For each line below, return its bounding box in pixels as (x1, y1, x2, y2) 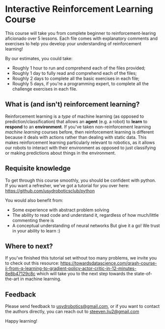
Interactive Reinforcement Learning (5, 3, 153, 15)
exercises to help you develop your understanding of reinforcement (5, 40, 141, 46)
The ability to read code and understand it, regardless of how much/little (12, 212, 159, 218)
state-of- (134, 271, 152, 277)
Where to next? (5, 242, 53, 250)
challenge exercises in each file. (12, 86, 78, 92)
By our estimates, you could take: (5, 55, 73, 61)
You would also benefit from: (5, 197, 63, 203)
